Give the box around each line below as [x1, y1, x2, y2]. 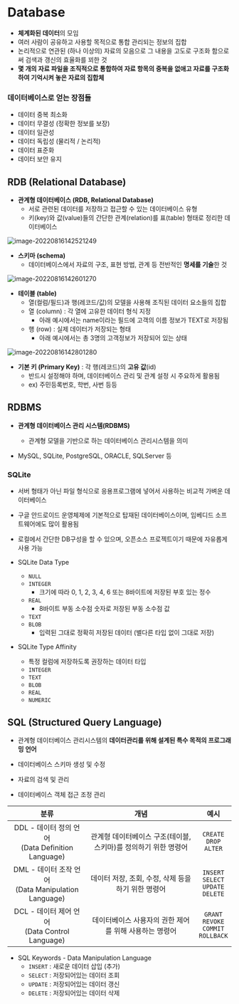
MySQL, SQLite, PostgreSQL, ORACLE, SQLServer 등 [17, 451, 172, 460]
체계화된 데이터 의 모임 [17, 28, 79, 37]
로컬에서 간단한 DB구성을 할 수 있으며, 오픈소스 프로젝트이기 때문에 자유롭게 [17, 535, 228, 543]
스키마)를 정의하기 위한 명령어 [93, 842, 188, 852]
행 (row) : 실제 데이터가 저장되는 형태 [28, 325, 132, 333]
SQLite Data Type [17, 558, 70, 567]
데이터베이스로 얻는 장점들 [7, 93, 92, 103]
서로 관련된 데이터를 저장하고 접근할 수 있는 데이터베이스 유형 [28, 204, 198, 214]
